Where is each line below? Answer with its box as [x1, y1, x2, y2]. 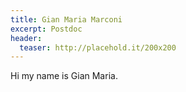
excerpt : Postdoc [10, 24, 83, 34]
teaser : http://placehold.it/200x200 [19, 42, 177, 53]
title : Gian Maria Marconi [10, 14, 123, 25]
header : [10, 33, 43, 43]
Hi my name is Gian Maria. [10, 70, 118, 82]
